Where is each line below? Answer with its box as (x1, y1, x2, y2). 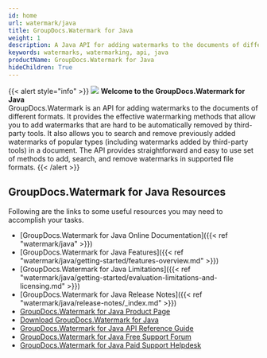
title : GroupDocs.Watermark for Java (8, 26, 133, 34)
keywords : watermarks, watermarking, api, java (8, 49, 169, 56)
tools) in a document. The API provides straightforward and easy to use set (8, 145, 254, 155)
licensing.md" (19, 281, 66, 290)
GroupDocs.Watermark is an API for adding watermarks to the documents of (8, 103, 258, 112)
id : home (8, 11, 37, 20)
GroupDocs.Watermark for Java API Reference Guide (19, 323, 194, 333)
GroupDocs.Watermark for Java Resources (8, 185, 226, 199)
